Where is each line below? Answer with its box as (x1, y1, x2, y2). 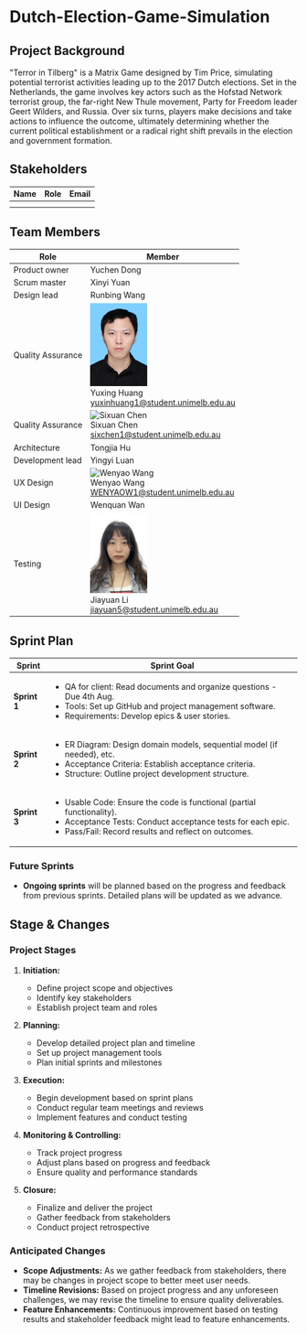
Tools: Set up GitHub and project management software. (64, 700, 276, 711)
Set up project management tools (36, 1047, 163, 1058)
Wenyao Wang (90, 478, 145, 489)
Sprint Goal (150, 660, 195, 671)
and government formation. (9, 135, 112, 145)
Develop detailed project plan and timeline (36, 1037, 196, 1049)
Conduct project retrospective (36, 1221, 150, 1232)
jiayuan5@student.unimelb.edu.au (90, 604, 219, 615)
